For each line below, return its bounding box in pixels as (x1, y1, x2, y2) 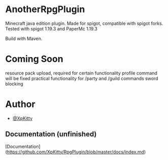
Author (5, 99, 35, 110)
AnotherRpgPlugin (5, 4, 85, 15)
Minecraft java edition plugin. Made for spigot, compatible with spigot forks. (5, 20, 163, 26)
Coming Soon (5, 53, 63, 65)
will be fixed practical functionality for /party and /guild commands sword (5, 75, 158, 82)
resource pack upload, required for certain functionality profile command (5, 70, 158, 76)
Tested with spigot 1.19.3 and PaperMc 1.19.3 (5, 25, 98, 31)
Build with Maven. (5, 35, 43, 42)
